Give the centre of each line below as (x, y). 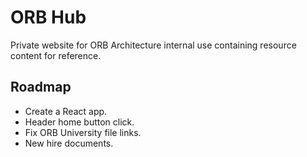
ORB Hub (48, 17)
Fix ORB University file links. (83, 132)
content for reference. (56, 55)
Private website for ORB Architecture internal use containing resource (153, 45)
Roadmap (41, 87)
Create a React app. (66, 111)
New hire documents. (69, 143)
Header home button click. (79, 122)
